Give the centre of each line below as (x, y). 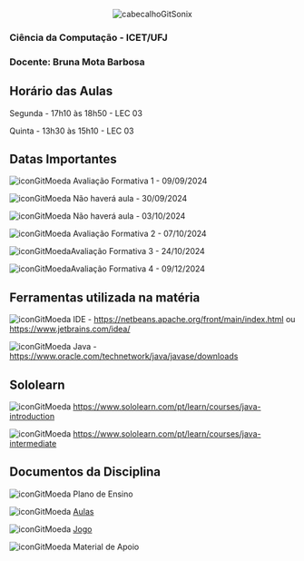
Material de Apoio (106, 546)
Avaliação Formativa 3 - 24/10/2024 (138, 251)
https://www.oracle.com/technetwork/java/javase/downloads (124, 356)
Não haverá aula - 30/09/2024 (130, 199)
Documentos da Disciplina (85, 472)
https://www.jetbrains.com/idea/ (70, 329)
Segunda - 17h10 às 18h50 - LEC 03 (76, 113)
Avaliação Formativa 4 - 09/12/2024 (138, 269)
